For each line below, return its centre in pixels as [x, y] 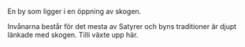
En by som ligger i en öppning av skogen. [74, 11]
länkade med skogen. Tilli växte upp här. [73, 35]
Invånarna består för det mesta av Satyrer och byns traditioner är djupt [122, 26]
